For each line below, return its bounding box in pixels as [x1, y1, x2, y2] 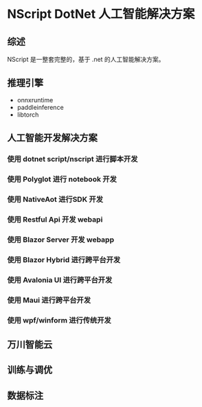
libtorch [16, 111, 39, 119]
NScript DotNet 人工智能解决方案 [7, 6, 195, 22]
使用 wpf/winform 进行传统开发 [7, 315, 111, 325]
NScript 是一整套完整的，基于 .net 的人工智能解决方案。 [7, 56, 165, 63]
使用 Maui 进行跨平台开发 [7, 295, 91, 305]
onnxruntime [16, 95, 54, 104]
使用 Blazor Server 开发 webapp [7, 235, 115, 244]
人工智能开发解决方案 [7, 132, 98, 144]
